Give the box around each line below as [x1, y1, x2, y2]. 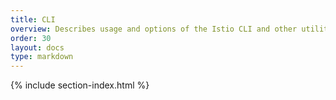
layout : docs [10, 42, 65, 53]
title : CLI [10, 14, 56, 25]
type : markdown [10, 52, 74, 62]
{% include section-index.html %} [10, 79, 150, 91]
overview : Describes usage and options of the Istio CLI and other [10, 24, 298, 34]
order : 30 [10, 33, 52, 43]
